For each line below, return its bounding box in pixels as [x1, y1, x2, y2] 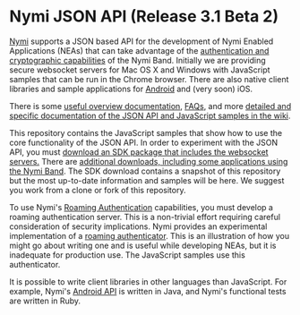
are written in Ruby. [9, 295, 81, 306]
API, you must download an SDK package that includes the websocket [9, 146, 269, 157]
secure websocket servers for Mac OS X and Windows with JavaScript [9, 64, 270, 75]
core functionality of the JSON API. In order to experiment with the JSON [9, 137, 279, 148]
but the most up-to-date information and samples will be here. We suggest [9, 175, 285, 185]
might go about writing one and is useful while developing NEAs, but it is [9, 240, 277, 251]
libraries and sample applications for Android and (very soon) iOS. [9, 83, 253, 94]
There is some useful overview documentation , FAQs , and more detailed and [9, 100, 292, 111]
